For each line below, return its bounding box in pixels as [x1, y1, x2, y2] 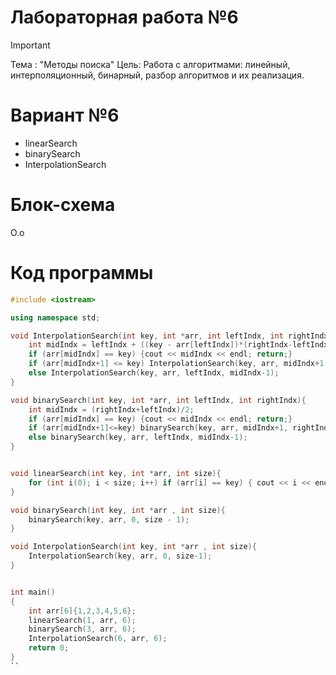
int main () [10, 587, 56, 597]
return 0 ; [28, 643, 70, 653]
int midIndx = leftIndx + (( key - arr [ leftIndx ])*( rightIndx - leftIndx [28, 340, 329, 350]
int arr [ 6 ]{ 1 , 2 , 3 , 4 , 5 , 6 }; [28, 606, 137, 616]
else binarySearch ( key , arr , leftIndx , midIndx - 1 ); [28, 432, 248, 443]
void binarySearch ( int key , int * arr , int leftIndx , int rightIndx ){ [10, 395, 307, 405]
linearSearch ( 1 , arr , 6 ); [28, 615, 137, 625]
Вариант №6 [10, 104, 120, 127]
